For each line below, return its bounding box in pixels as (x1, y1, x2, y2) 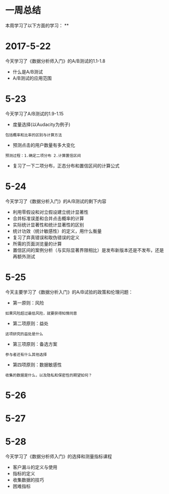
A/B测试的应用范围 (12, 75, 52, 81)
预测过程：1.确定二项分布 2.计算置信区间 (5, 153, 81, 158)
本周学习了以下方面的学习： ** (5, 22, 69, 28)
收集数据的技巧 (12, 477, 44, 483)
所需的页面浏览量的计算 (12, 241, 62, 247)
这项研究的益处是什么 (5, 331, 43, 337)
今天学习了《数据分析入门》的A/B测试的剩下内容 (5, 198, 107, 204)
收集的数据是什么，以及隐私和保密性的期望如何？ (5, 373, 92, 378)
